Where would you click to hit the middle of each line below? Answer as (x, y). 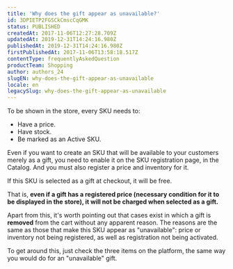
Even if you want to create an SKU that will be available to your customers (113, 153)
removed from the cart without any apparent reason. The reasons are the (112, 222)
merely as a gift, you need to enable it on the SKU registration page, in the (113, 160)
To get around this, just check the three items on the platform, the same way (116, 251)
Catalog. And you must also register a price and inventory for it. (98, 168)
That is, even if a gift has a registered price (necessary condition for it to (113, 195)
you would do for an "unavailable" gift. (62, 259)
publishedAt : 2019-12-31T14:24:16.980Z (65, 46)
